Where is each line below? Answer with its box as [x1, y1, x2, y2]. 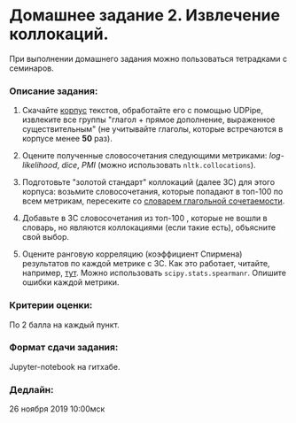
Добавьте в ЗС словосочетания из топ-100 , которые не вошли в [21, 213, 268, 224]
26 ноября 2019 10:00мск [9, 404, 105, 414]
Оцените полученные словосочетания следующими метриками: [21, 150, 268, 161]
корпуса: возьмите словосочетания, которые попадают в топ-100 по [21, 187, 284, 197]
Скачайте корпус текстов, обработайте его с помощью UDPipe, [21, 105, 264, 116]
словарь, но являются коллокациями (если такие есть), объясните [21, 222, 277, 233]
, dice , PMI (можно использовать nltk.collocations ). [57, 160, 256, 171]
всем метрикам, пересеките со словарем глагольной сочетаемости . [21, 196, 285, 206]
